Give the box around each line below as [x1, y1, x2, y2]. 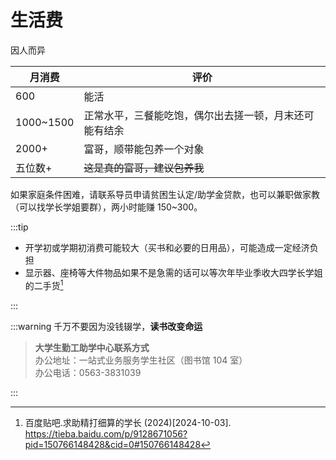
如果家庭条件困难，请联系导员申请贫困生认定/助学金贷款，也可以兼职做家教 [10, 188, 321, 200]
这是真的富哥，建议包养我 [83, 161, 205, 175]
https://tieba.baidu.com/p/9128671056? [24, 427, 188, 440]
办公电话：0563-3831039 [34, 366, 142, 378]
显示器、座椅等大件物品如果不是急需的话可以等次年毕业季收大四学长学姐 [24, 266, 323, 278]
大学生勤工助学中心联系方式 [34, 341, 150, 353]
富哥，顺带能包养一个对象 [83, 142, 205, 156]
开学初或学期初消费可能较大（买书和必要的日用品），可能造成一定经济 [24, 241, 310, 253]
